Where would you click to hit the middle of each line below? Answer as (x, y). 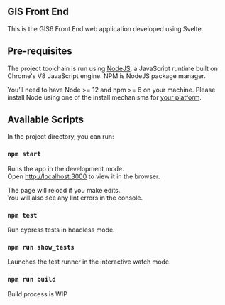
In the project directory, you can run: (61, 137)
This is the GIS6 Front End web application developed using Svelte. (105, 28)
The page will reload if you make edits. (64, 190)
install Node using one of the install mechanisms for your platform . (105, 97)
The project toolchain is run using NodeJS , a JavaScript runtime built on (112, 68)
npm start (24, 154)
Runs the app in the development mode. (66, 168)
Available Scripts (45, 120)
